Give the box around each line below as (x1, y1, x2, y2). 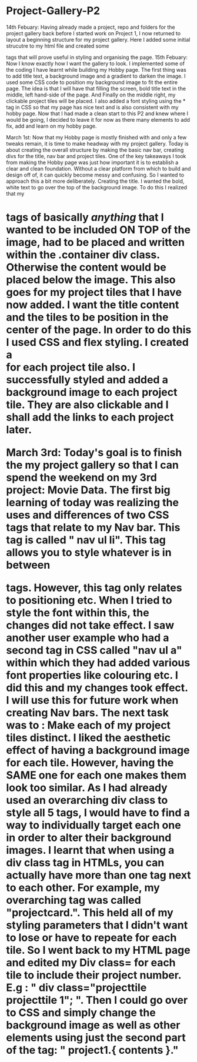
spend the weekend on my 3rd (6, 471, 157, 485)
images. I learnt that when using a (6, 844, 175, 857)
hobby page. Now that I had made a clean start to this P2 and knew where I (6, 110, 189, 117)
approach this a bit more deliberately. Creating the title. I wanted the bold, (6, 178, 185, 185)
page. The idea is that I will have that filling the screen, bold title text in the (6, 85, 186, 92)
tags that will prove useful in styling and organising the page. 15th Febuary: (6, 54, 188, 61)
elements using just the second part (6, 1031, 186, 1044)
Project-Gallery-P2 (6, 4, 101, 18)
